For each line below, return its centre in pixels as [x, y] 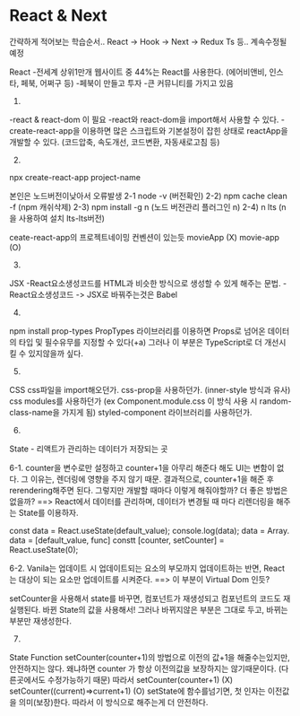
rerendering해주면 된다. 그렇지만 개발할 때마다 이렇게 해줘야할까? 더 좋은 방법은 [149, 490]
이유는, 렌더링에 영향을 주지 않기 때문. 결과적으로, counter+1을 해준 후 [152, 479]
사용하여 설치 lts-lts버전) [62, 218]
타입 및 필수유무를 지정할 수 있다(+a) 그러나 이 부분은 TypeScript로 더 [140, 342]
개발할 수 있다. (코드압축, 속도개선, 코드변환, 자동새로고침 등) [115, 142]
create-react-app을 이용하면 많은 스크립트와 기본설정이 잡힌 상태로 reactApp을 [149, 130]
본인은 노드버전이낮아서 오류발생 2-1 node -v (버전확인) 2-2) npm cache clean [149, 196]
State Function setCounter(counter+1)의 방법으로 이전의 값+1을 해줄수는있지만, [150, 657]
